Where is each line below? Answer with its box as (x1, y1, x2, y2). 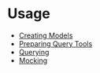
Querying (18, 47, 50, 57)
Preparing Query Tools (18, 38, 93, 48)
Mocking (18, 56, 48, 65)
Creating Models (18, 31, 73, 40)
